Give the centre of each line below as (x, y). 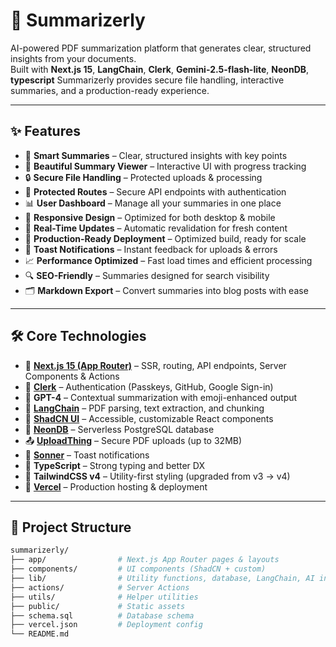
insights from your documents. (73, 58)
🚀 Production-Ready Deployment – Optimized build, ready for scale (165, 238)
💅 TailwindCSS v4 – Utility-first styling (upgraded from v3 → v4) (157, 476)
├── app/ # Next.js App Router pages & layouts (145, 560)
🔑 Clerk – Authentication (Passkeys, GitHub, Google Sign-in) (149, 386)
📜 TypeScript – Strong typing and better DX (114, 465)
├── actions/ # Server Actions (100, 587)
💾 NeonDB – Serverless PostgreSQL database (119, 429)
